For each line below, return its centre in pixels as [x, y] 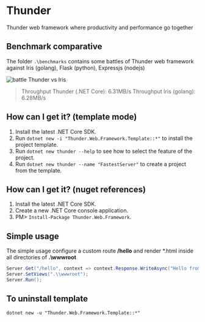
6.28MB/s [34, 97]
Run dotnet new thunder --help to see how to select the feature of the [104, 151]
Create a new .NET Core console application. [72, 211]
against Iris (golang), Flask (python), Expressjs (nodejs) [76, 68]
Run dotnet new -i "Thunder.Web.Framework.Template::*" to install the [104, 138]
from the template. [38, 170]
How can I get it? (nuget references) [76, 189]
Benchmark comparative [54, 47]
